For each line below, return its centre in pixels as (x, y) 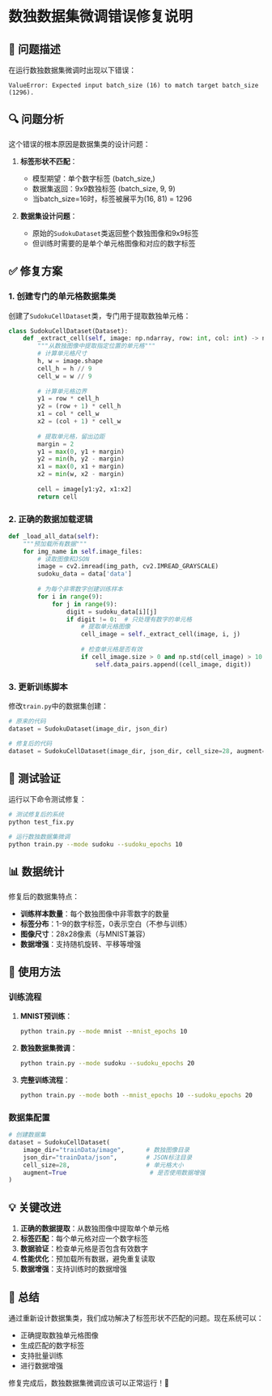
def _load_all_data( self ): (54, 536)
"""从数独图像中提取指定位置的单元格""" (97, 346)
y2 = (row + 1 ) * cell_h (79, 406)
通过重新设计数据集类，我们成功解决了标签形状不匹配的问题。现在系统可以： (136, 1317)
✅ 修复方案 (36, 271)
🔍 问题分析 (36, 120)
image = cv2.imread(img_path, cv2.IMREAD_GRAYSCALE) (128, 567)
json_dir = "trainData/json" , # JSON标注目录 (108, 1157)
